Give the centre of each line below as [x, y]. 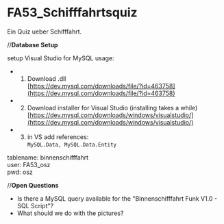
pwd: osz [20, 172]
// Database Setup [33, 45]
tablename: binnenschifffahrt [48, 157]
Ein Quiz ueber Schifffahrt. [45, 32]
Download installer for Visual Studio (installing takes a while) [112, 108]
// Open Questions [33, 185]
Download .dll [47, 78]
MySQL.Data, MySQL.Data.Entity [72, 145]
